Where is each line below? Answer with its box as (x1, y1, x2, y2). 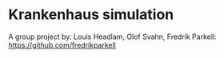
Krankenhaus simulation (8, 6, 174, 24)
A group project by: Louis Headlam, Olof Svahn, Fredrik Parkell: (8, 32, 218, 41)
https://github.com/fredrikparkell (8, 40, 116, 49)
